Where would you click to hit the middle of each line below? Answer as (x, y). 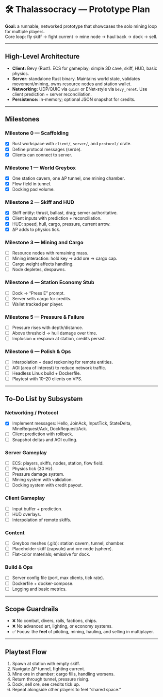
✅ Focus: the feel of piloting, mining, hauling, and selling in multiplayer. (83, 632)
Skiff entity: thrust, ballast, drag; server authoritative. (65, 213)
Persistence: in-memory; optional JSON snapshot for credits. (74, 99)
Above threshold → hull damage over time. (55, 333)
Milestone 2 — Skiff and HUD (40, 202)
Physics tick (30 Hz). (33, 468)
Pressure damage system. (38, 474)
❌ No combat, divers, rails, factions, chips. (55, 621)
